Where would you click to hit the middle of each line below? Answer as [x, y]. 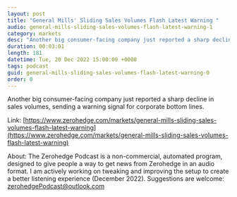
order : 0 [20, 79]
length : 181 [25, 53]
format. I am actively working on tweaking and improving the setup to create [118, 171]
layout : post [26, 14]
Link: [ [17, 120]
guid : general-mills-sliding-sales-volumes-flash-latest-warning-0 [109, 72]
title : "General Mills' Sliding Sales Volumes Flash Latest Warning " [113, 20]
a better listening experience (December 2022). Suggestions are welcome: [116, 179]
